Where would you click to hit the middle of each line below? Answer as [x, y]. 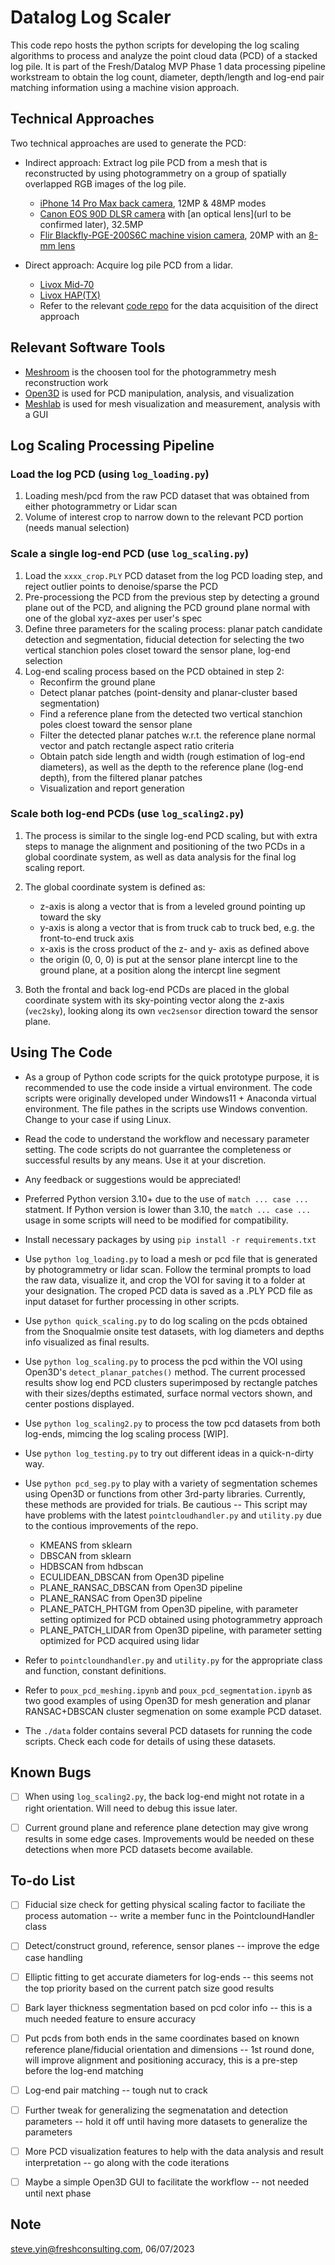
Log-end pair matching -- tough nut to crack [116, 2090]
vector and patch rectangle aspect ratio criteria [137, 745]
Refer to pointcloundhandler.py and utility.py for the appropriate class [173, 1660]
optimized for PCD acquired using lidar [119, 1640]
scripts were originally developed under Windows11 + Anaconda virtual [170, 1098]
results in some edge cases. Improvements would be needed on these [169, 1838]
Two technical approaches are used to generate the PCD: [128, 143]
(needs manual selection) [77, 528]
